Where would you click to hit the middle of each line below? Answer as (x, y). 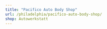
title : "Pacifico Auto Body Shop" (41, 10)
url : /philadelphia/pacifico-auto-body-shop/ (54, 14)
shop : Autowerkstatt (27, 19)
